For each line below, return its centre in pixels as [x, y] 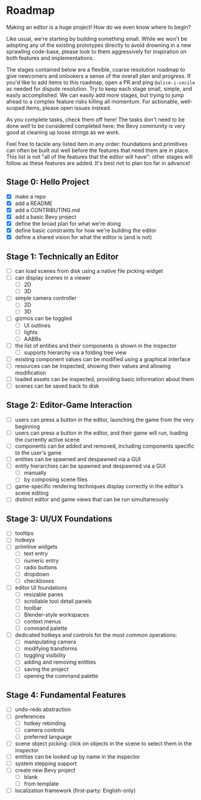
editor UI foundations [41, 587]
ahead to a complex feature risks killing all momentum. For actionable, [93, 101]
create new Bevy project [45, 770]
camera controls [44, 730]
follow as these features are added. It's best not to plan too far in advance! [98, 163]
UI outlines [37, 325]
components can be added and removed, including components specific [105, 446]
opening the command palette [61, 676]
